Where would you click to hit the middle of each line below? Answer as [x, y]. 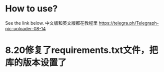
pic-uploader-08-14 [25, 28]
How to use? [31, 9]
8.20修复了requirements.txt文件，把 [82, 50]
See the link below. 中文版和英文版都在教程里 [51, 23]
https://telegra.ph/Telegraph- [129, 23]
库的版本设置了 [36, 63]
